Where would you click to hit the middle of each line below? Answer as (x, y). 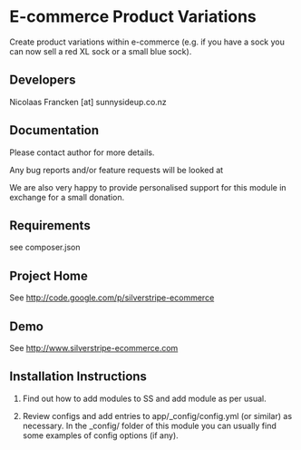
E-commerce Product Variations (133, 17)
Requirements (50, 225)
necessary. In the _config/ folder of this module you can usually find (149, 426)
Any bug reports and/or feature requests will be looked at (117, 170)
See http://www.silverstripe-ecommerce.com (94, 348)
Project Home (49, 275)
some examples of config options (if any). (100, 435)
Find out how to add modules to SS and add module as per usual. (144, 398)
